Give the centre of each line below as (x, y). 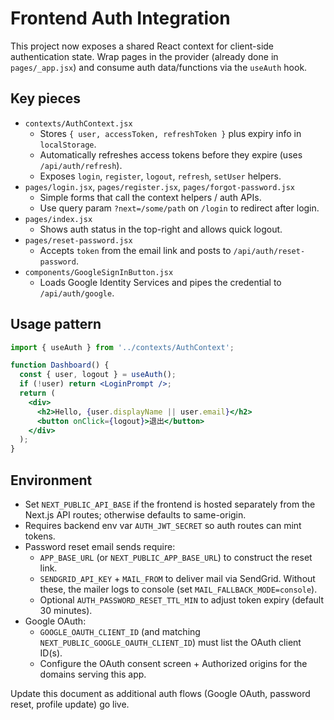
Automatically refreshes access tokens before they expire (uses (171, 154)
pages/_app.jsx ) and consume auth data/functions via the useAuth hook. (159, 67)
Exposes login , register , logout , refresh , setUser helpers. (160, 176)
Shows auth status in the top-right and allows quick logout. (161, 229)
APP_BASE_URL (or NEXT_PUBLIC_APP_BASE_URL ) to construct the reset (176, 557)
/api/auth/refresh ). (81, 165)
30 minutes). (66, 610)
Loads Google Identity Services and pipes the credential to (160, 282)
